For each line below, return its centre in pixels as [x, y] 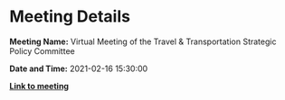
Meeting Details [70, 17]
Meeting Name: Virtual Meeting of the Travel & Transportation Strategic [143, 41]
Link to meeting [39, 86]
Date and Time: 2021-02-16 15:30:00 [79, 68]
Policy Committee [42, 50]
